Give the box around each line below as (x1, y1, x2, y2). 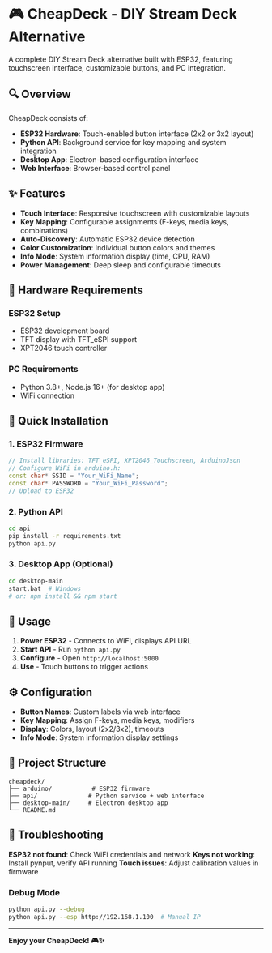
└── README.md (8, 806, 57, 814)
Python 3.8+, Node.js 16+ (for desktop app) (19, 382, 165, 391)
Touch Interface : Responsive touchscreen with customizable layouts (19, 208, 250, 218)
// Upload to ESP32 (8, 486, 74, 495)
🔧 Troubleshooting (8, 828, 104, 842)
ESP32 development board (19, 326, 110, 335)
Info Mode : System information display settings (19, 733, 179, 742)
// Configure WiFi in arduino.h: (8, 464, 121, 472)
